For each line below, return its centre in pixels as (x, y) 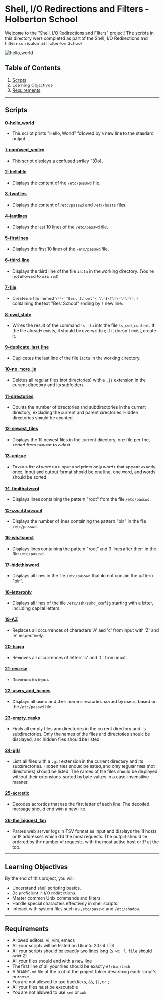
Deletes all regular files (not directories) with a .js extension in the (79, 380)
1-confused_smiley (25, 149)
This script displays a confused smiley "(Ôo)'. (58, 161)
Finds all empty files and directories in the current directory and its (79, 729)
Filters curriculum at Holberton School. (44, 43)
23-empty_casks (23, 718)
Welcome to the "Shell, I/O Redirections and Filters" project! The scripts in (79, 33)
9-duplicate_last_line (27, 347)
